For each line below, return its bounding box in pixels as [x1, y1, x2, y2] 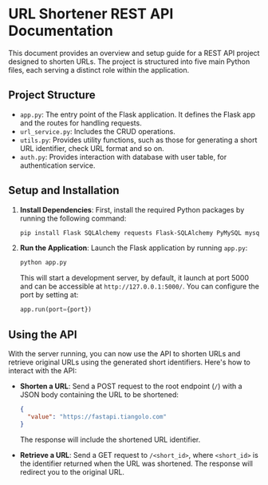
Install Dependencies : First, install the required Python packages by [19, 205, 245, 214]
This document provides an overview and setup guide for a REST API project [8, 48, 260, 58]
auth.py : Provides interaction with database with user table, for [19, 152, 227, 161]
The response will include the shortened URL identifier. [19, 435, 201, 444]
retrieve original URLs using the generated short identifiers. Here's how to [8, 357, 251, 367]
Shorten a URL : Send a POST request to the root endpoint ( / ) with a [19, 381, 242, 391]
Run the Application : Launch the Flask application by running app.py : [19, 243, 248, 252]
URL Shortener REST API [8, 5, 174, 23]
